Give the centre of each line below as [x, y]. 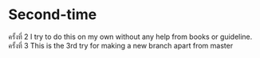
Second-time [53, 15]
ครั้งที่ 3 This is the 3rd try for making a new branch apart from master [121, 45]
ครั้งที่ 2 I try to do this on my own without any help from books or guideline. [130, 37]
